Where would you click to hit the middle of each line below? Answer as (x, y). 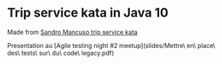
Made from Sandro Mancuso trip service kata (73, 32)
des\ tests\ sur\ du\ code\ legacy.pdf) (61, 53)
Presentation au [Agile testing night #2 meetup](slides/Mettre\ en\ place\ (111, 45)
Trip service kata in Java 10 (88, 13)
